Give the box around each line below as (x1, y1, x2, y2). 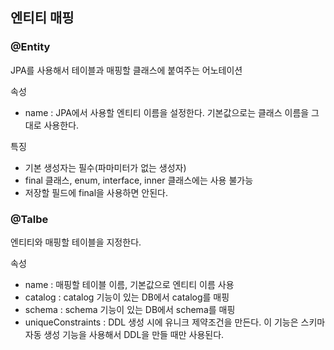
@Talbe (10, 212, 49, 226)
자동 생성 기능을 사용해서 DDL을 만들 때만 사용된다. (24, 328, 225, 340)
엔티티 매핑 (10, 9, 75, 27)
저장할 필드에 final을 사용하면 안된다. (24, 186, 168, 198)
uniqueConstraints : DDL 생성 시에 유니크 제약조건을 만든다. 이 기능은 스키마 (24, 316, 326, 328)
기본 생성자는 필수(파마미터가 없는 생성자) (24, 161, 187, 173)
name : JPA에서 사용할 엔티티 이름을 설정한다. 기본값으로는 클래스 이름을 (24, 106, 310, 118)
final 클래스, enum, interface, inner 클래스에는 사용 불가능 (24, 174, 254, 186)
